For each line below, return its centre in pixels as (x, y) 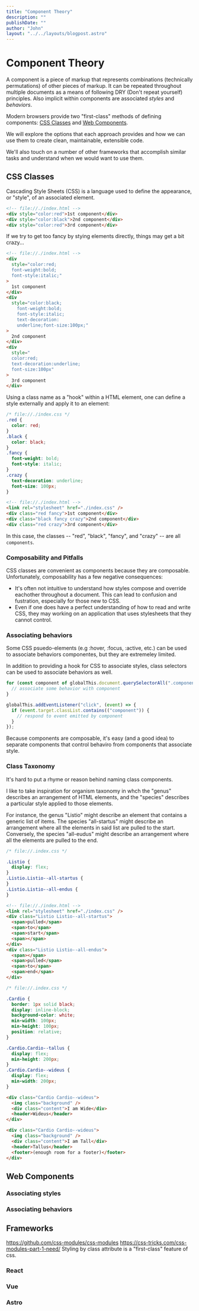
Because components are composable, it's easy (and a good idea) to (90, 738)
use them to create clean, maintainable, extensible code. (75, 141)
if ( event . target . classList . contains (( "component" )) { (81, 710)
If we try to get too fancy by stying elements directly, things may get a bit (95, 236)
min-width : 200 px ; (34, 1081)
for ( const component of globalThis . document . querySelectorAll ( (87, 683)
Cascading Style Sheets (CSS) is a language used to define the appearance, (99, 191)
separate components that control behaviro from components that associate (99, 745)
